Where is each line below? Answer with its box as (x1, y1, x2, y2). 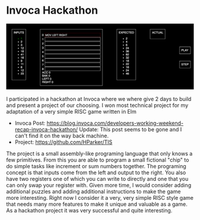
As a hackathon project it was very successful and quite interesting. (6, 206, 173, 214)
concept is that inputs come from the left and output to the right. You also (6, 169, 186, 176)
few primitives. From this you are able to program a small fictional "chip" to (6, 156, 189, 164)
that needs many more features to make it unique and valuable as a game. (6, 200, 187, 208)
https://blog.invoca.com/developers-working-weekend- (46, 120, 184, 127)
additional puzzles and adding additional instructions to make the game (6, 188, 181, 195)
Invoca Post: (14, 120, 46, 127)
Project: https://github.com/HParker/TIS (14, 138, 113, 146)
